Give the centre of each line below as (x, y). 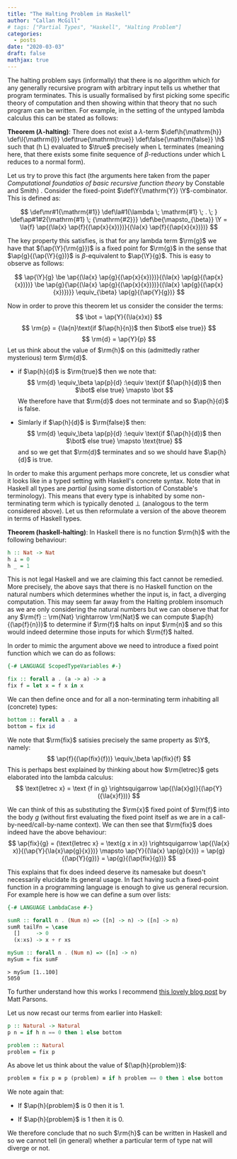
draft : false (27, 54)
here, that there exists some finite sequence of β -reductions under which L (116, 154)
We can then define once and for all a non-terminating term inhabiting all (113, 699)
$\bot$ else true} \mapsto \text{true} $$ (124, 441)
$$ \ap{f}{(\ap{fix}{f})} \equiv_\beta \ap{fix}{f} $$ (119, 758)
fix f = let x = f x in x (45, 686)
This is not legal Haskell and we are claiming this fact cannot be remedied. (116, 579)
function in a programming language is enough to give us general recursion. (118, 887)
